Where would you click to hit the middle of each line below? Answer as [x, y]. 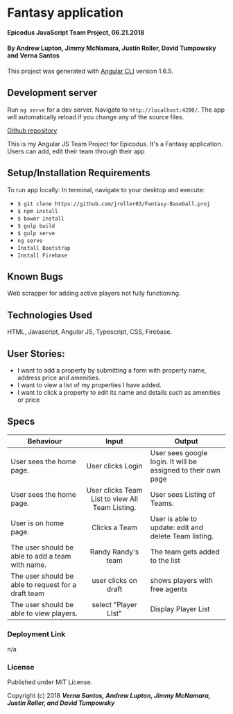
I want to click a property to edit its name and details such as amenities [119, 393]
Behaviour [45, 441]
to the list [165, 560]
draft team [28, 593]
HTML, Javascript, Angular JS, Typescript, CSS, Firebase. [90, 332]
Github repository [32, 130]
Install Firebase [42, 255]
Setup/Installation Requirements [79, 173]
